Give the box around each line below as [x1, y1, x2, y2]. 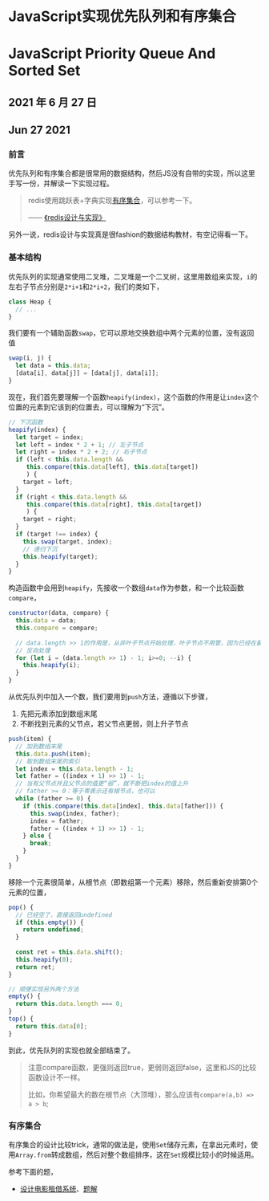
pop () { [8, 903, 34, 911]
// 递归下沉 [22, 545, 58, 553]
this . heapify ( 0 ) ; [15, 955, 74, 963]
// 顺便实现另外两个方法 [8, 985, 79, 993]
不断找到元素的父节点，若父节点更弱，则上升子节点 [19, 719, 189, 728]
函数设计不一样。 [27, 1073, 85, 1082]
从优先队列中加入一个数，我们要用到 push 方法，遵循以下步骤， [8, 692, 212, 701]
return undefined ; [22, 926, 84, 934]
